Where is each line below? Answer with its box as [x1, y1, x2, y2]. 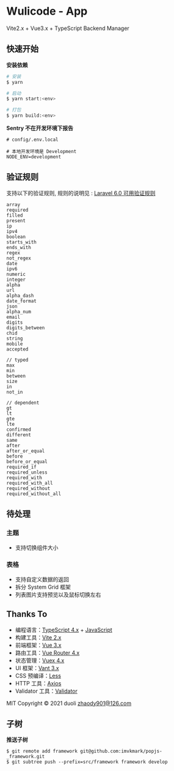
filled [6, 212, 23, 218]
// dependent [6, 400, 40, 406]
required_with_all [6, 480, 53, 486]
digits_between [6, 324, 45, 331]
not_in [6, 389, 23, 395]
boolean [6, 234, 26, 240]
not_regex [6, 255, 32, 261]
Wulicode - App [6, 4, 88, 18]
